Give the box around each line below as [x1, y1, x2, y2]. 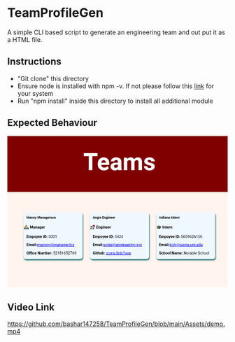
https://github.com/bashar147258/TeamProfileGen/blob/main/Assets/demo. [7, 320, 225, 328]
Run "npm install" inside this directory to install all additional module [17, 97, 213, 105]
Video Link [7, 301, 55, 313]
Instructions [7, 56, 62, 68]
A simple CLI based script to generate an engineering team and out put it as [7, 28, 225, 36]
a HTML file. [7, 35, 43, 43]
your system [17, 89, 54, 97]
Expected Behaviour [7, 117, 98, 129]
